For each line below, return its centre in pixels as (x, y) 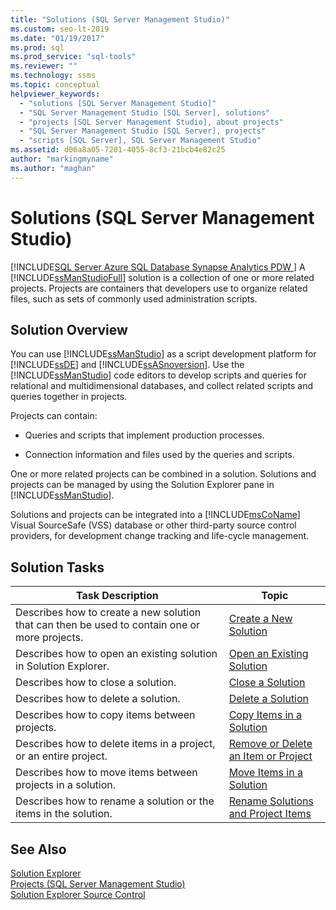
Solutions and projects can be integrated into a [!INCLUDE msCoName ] (155, 515)
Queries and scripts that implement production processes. (144, 435)
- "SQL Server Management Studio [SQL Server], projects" (143, 131)
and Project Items (270, 814)
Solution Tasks (57, 567)
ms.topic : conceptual (55, 85)
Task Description (117, 596)
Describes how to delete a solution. (98, 699)
